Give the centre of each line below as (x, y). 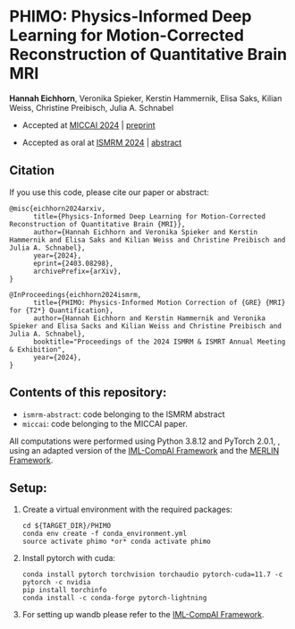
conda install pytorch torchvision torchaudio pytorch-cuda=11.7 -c (152, 574)
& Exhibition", (38, 349)
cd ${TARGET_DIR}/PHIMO (67, 526)
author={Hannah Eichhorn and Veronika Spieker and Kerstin (145, 232)
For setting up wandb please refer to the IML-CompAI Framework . (143, 615)
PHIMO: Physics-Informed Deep (131, 17)
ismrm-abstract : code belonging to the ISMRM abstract (123, 414)
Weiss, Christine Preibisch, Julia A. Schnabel (92, 107)
